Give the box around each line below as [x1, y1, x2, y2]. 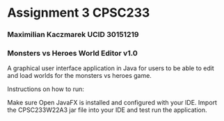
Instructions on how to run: [7, 85, 85, 93]
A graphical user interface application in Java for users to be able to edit [7, 64, 214, 72]
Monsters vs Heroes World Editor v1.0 [7, 49, 138, 58]
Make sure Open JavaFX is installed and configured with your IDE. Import [7, 99, 218, 107]
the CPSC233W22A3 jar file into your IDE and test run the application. [7, 106, 207, 114]
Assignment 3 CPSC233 [7, 5, 150, 21]
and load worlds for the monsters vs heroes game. [7, 72, 152, 80]
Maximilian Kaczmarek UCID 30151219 [7, 30, 139, 40]
